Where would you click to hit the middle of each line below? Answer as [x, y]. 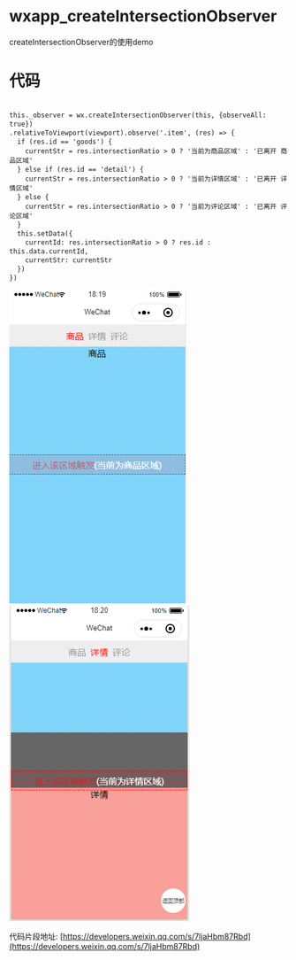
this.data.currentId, [49, 251]
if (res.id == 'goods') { [65, 142]
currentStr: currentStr [69, 260]
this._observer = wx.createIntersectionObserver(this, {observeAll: [138, 115]
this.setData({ [45, 233]
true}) [21, 124]
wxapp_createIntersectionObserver [143, 16]
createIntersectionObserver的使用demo [81, 42]
